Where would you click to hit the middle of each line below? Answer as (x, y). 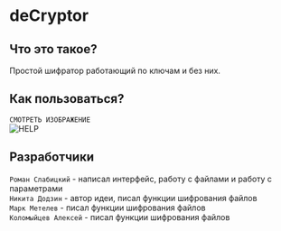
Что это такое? (53, 49)
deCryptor (49, 16)
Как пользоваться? (67, 99)
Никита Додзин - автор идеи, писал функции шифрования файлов (133, 198)
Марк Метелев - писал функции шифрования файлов (108, 208)
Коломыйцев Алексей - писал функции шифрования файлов (120, 217)
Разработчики (52, 157)
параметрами (36, 188)
